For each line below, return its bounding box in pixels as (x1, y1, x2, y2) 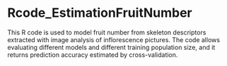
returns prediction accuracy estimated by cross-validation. (7, 51, 178, 59)
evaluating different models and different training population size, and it (7, 43, 216, 51)
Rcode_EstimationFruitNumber (7, 5, 192, 21)
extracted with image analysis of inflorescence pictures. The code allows (7, 35, 221, 44)
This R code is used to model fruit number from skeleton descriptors (7, 28, 206, 37)
